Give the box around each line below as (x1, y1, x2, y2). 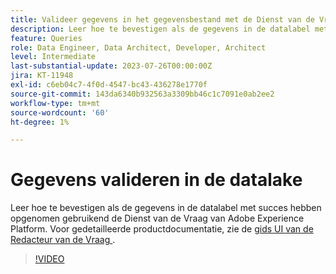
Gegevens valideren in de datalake (10, 169, 303, 191)
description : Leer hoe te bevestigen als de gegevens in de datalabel (10, 24, 311, 34)
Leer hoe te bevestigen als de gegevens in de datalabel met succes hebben (10, 202, 322, 214)
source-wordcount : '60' (10, 107, 110, 118)
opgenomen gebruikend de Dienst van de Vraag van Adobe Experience (10, 212, 305, 225)
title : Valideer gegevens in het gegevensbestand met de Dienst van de (10, 14, 315, 25)
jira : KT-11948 (10, 71, 74, 81)
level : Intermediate (10, 52, 97, 62)
